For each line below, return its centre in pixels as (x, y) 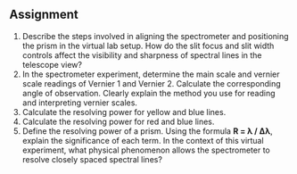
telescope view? (52, 64)
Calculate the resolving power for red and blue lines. (118, 121)
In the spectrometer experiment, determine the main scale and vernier (151, 74)
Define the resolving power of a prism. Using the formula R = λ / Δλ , (148, 131)
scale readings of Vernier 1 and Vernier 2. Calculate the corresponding (151, 83)
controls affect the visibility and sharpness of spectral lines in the (142, 55)
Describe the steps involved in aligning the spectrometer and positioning (155, 36)
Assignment (44, 15)
